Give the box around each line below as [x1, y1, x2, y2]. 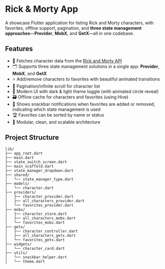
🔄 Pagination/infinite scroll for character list [12, 83, 100, 89]
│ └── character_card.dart [5, 246, 65, 251]
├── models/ [5, 181, 30, 186]
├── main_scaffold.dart [5, 164, 54, 169]
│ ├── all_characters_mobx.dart [5, 216, 76, 221]
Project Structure [5, 134, 59, 142]
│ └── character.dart [5, 185, 54, 190]
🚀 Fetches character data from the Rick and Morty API [12, 58, 122, 64]
